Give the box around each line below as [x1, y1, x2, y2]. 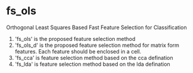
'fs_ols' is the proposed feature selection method [14, 35, 136, 42]
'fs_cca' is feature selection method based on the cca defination [14, 54, 173, 61]
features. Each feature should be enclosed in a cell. [14, 47, 142, 55]
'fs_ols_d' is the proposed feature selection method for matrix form [14, 42, 179, 49]
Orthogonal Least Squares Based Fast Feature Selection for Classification [6, 24, 187, 31]
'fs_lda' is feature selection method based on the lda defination [14, 61, 170, 68]
